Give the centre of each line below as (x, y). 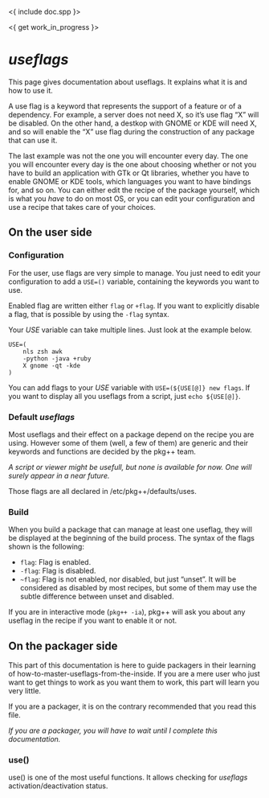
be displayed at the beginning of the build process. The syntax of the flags (132, 538)
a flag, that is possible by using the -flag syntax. (89, 314)
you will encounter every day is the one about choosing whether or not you (132, 164)
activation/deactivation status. (58, 786)
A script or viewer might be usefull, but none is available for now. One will (130, 467)
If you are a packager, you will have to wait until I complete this (113, 730)
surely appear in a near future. (59, 475)
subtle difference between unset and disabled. (97, 596)
